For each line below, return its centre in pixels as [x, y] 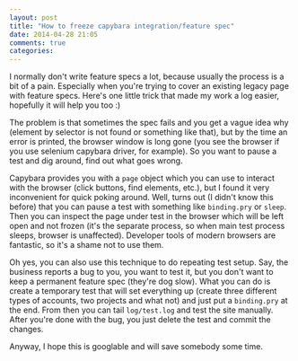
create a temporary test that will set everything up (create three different [143, 291]
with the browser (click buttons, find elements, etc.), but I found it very [140, 188]
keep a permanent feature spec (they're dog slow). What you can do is [140, 282]
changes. [26, 330]
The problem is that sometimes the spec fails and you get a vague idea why [149, 123]
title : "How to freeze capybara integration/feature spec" [122, 26]
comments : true [38, 43]
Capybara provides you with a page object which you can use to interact [142, 178]
